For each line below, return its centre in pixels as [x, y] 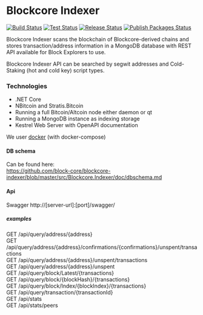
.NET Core [28, 99]
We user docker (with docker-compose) [56, 137]
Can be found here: [30, 164]
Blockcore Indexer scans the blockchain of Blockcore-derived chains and [98, 39]
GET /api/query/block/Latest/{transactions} [60, 273]
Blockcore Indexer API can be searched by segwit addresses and [88, 64]
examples [19, 219]
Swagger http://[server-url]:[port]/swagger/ [61, 205]
